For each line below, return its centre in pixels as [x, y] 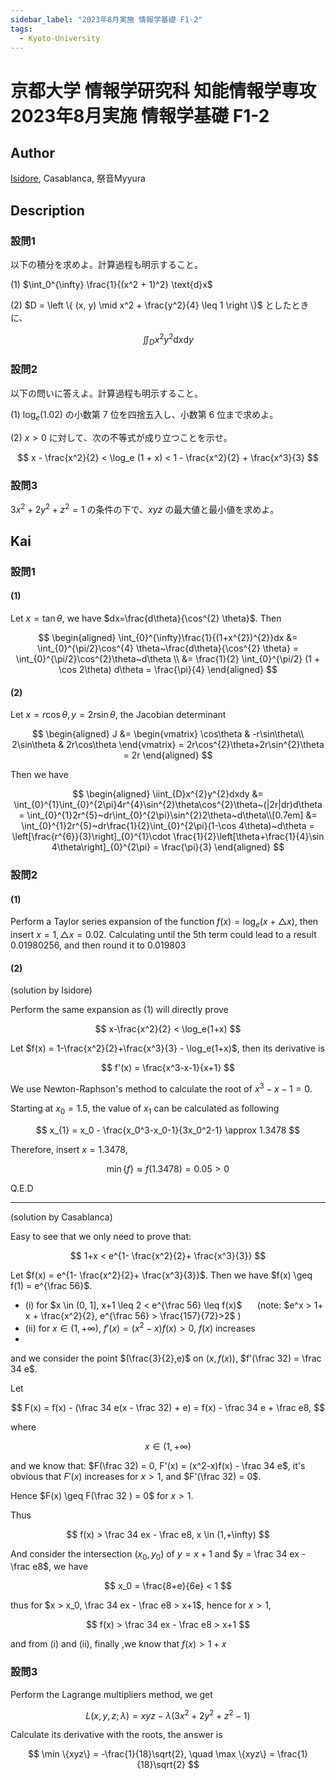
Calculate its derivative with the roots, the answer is [116, 1735]
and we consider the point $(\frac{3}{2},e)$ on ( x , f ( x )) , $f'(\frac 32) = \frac [166, 1358]
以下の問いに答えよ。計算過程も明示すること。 [106, 393]
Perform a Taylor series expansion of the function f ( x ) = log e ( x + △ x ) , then [164, 923]
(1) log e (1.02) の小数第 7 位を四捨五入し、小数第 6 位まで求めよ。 [144, 415]
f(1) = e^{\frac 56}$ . [51, 1285]
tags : [21, 29]
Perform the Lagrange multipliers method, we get [111, 1694]
